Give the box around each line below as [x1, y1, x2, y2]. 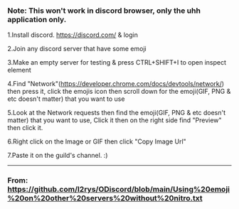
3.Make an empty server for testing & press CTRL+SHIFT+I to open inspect [7, 58, 226, 67]
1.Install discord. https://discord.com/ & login [7, 31, 139, 39]
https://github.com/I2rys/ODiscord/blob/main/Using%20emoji [7, 184, 230, 194]
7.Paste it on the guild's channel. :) [7, 151, 108, 160]
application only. [7, 14, 67, 24]
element [7, 66, 31, 75]
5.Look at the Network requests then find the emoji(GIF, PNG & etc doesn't [7, 109, 226, 117]
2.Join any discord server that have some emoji [7, 45, 147, 53]
